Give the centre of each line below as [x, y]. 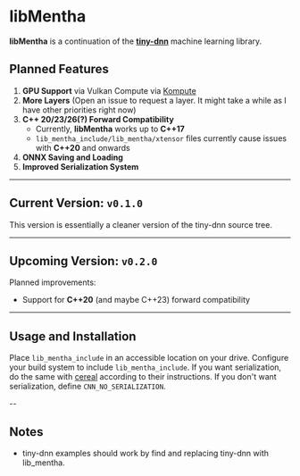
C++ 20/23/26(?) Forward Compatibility [98, 119]
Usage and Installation [73, 336]
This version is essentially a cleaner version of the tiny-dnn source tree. [141, 224]
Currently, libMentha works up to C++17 [110, 129]
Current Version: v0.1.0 [76, 203]
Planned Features [59, 69]
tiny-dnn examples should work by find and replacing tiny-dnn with [146, 453]
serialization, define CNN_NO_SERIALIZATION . [88, 387]
